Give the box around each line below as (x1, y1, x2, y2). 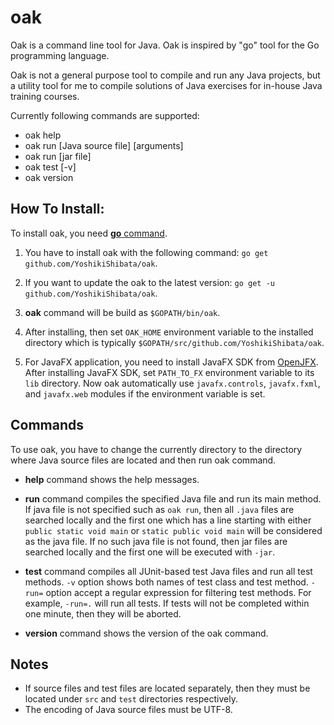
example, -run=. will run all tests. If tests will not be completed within (24, 597, 310, 609)
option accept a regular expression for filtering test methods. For (45, 586, 312, 598)
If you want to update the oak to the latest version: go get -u (24, 276, 275, 288)
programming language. (10, 49, 110, 61)
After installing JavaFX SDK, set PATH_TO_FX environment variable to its (24, 366, 315, 378)
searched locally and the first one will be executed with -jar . (24, 546, 276, 558)
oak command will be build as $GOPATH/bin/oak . (24, 306, 221, 318)
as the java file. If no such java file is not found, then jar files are (24, 535, 288, 547)
